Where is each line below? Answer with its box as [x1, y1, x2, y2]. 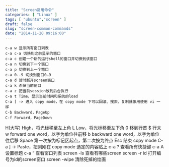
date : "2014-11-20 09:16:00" [5, 31, 66, 36]
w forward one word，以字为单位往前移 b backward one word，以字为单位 [5, 131, 160, 137]
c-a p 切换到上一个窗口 [5, 67, 49, 72]
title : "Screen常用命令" [5, 7, 54, 13]
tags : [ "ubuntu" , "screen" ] [5, 17, 66, 22]
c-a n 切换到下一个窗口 [5, 62, 49, 67]
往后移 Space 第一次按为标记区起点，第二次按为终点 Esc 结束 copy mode [5, 137, 157, 143]
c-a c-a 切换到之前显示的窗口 [5, 51, 61, 56]
